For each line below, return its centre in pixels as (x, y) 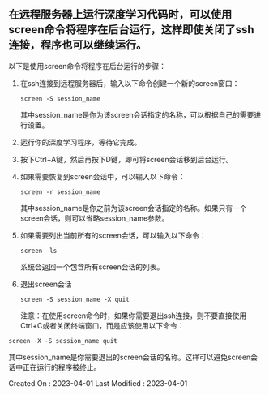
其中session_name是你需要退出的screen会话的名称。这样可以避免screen (130, 357)
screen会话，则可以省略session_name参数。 (94, 218)
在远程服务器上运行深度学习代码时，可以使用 (120, 15)
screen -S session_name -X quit (75, 299)
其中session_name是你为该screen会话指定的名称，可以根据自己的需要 (137, 114)
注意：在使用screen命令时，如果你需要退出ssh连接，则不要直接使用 (133, 316)
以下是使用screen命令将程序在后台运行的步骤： (88, 66)
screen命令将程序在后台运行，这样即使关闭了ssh (131, 30)
